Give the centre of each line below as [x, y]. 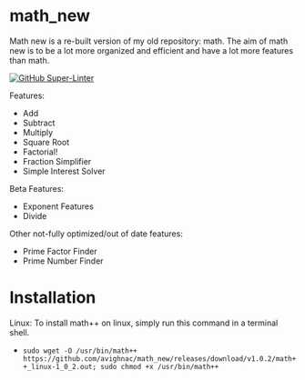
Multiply [38, 132]
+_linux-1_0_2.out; [60, 366]
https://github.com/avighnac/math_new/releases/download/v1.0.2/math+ [159, 359]
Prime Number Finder [63, 261]
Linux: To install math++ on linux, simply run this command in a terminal [144, 323]
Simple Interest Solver [64, 171]
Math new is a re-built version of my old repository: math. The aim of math [149, 41]
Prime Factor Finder [60, 251]
